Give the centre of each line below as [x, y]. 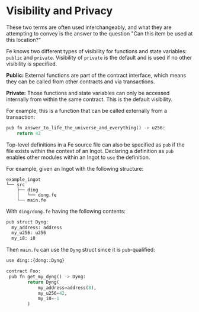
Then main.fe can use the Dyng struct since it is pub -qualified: [81, 250]
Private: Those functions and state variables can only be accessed [88, 93]
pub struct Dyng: [28, 222]
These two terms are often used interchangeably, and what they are [89, 27]
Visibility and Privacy [60, 11]
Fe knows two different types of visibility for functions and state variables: [97, 51]
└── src [16, 184]
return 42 [29, 133]
